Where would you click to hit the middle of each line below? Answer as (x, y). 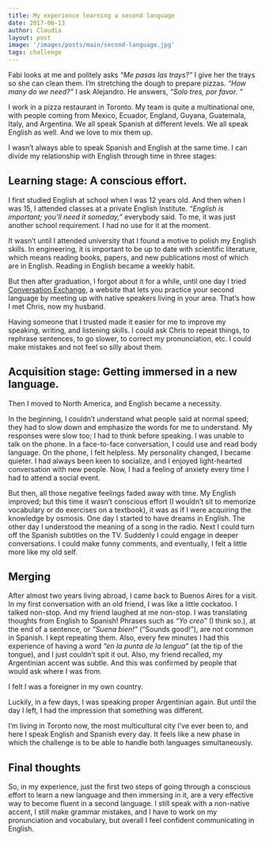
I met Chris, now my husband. (57, 306)
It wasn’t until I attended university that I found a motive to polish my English (132, 240)
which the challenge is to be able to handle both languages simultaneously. (131, 743)
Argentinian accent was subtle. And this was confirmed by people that (123, 663)
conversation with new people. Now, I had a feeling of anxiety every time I (129, 469)
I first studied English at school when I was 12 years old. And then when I (127, 200)
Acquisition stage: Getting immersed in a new (123, 372)
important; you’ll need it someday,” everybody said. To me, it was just (122, 217)
